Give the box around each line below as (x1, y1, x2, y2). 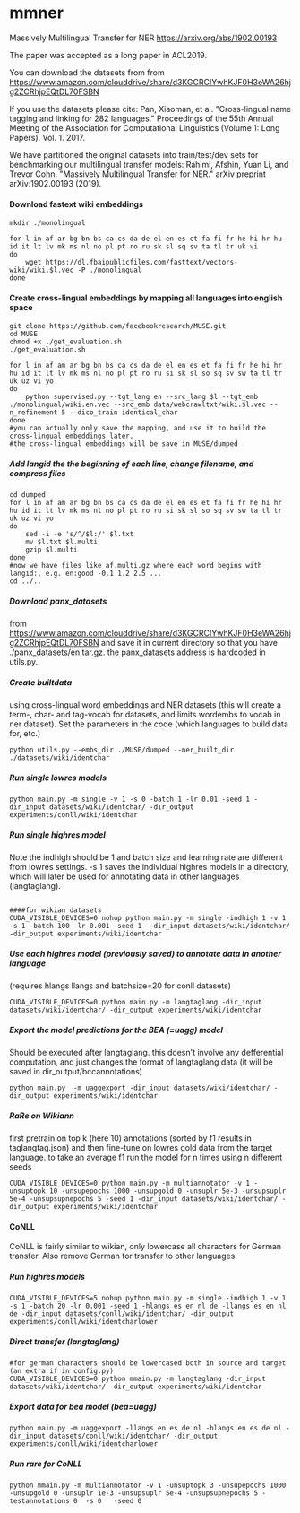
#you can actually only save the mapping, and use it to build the (9, 424, 267, 433)
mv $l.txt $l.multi (25, 537, 99, 547)
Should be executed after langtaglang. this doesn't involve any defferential (9, 1048, 284, 1058)
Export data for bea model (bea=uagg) (9, 1401, 157, 1412)
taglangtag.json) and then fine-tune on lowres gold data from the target (9, 1143, 273, 1153)
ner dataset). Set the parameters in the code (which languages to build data (9, 718, 288, 729)
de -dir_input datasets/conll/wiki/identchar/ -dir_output (9, 1309, 235, 1318)
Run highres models (9, 1271, 85, 1282)
